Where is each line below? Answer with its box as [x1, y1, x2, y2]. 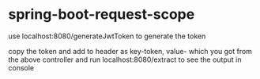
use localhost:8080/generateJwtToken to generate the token [8, 31, 206, 41]
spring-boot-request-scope [8, 5, 195, 23]
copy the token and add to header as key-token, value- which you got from [8, 46, 253, 56]
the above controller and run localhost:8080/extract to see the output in [8, 55, 242, 64]
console [8, 63, 35, 72]
